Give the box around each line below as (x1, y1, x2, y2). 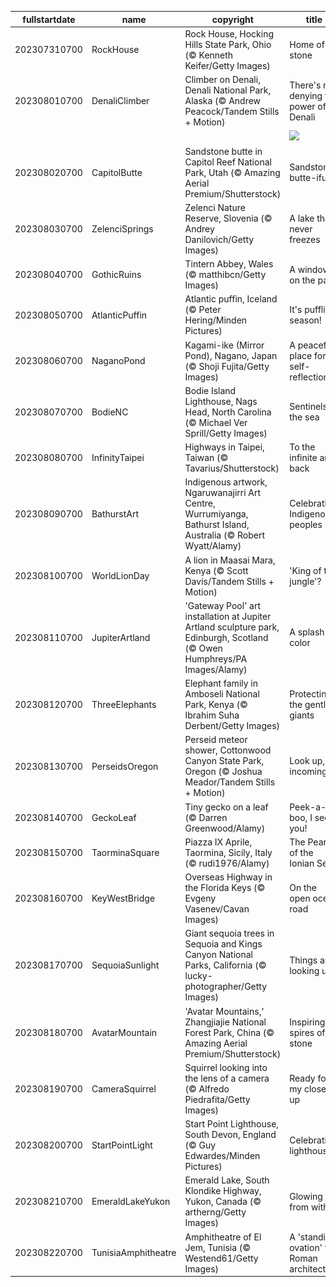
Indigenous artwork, (184, 476, 268, 488)
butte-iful (289, 172, 330, 183)
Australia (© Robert (184, 529, 265, 541)
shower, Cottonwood (184, 744, 272, 756)
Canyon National (184, 949, 253, 961)
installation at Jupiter (184, 610, 272, 622)
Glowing (289, 1190, 323, 1202)
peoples (289, 519, 323, 531)
